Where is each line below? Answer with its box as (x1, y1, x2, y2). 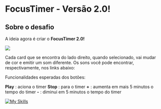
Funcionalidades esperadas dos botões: (5, 74, 86, 80)
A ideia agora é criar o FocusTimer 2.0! (5, 36, 85, 42)
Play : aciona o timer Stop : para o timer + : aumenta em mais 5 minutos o (5, 84, 154, 89)
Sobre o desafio (5, 23, 55, 31)
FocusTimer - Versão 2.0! (5, 3, 111, 15)
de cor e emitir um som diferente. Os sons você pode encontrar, (5, 60, 135, 65)
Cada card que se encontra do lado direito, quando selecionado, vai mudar (5, 55, 156, 60)
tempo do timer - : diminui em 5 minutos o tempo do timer (5, 89, 121, 95)
